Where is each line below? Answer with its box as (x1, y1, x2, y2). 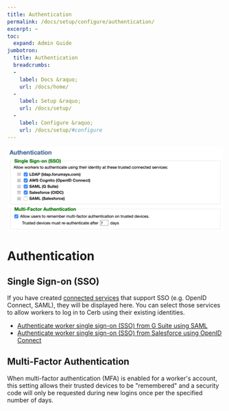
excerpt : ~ (7, 25, 38, 32)
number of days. (7, 396, 53, 404)
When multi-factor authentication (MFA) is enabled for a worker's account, (7, 374, 217, 382)
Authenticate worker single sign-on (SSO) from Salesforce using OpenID (16, 329, 222, 337)
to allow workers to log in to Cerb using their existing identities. (7, 308, 185, 316)
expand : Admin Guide (13, 40, 72, 47)
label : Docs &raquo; (19, 76, 78, 83)
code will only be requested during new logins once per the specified (7, 388, 203, 397)
